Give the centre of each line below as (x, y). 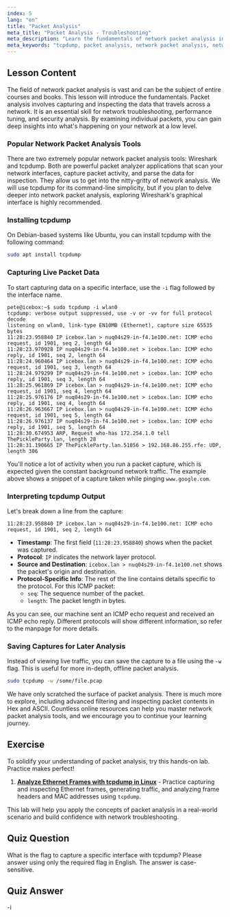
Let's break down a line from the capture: (65, 511)
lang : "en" (23, 20)
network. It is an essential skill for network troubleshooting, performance (110, 111)
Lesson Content (42, 73)
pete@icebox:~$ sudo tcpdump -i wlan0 (62, 307)
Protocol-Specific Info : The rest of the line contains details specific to (116, 578)
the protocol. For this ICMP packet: (66, 586)
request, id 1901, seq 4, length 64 (59, 391)
